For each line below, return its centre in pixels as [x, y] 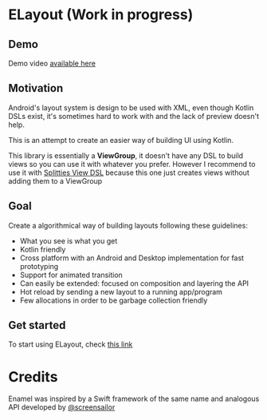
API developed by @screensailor [62, 407]
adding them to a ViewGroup [55, 180]
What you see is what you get [69, 240]
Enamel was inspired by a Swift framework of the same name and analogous [134, 399]
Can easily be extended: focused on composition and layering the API [134, 283]
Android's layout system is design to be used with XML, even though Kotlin [131, 107]
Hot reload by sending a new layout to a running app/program [121, 291]
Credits [33, 376]
